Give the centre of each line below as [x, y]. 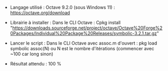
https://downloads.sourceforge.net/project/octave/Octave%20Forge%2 [88, 28]
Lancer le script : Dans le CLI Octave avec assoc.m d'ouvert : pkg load [83, 43]
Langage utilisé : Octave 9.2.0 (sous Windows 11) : [62, 7]
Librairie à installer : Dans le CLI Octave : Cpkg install [65, 23]
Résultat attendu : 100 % [36, 64]
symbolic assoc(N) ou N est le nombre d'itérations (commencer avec [82, 48]
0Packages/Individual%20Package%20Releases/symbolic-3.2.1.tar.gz [83, 33]
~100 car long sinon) [31, 54]
